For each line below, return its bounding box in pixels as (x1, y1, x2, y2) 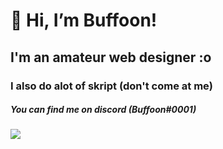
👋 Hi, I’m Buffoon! (10, 9, 158, 32)
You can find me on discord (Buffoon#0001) (10, 104, 197, 116)
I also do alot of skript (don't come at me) (10, 79, 213, 93)
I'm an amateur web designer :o (10, 49, 212, 66)
